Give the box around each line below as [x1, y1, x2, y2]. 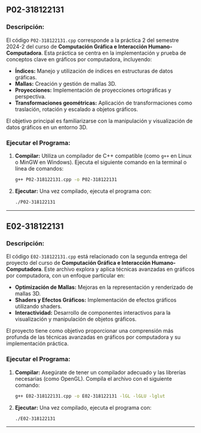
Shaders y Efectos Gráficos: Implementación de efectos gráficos [14, 297, 176, 304]
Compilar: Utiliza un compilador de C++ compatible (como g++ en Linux [14, 152, 192, 159]
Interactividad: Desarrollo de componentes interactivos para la [14, 309, 171, 316]
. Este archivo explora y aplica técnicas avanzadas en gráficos [41, 265, 195, 273]
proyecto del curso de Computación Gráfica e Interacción [6, 259, 151, 267]
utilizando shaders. [14, 303, 62, 310]
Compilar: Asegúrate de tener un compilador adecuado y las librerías [14, 369, 187, 376]
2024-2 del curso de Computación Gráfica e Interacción [6, 43, 148, 50]
